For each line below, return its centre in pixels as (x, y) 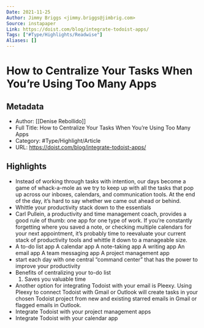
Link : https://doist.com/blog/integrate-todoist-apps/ (78, 29)
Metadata (25, 106)
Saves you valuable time (55, 279)
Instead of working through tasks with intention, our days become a (100, 181)
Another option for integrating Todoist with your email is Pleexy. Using (103, 285)
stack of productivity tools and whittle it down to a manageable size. (101, 240)
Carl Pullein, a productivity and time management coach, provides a (101, 214)
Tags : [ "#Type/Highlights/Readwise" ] (55, 35)
